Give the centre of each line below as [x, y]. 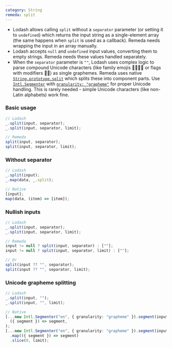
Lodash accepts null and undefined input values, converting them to [85, 51]
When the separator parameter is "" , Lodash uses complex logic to [83, 62]
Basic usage [21, 108]
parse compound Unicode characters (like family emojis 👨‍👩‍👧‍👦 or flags [87, 68]
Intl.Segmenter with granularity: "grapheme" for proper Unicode [82, 84]
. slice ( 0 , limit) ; [30, 340]
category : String [24, 10]
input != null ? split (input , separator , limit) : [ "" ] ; [67, 251]
